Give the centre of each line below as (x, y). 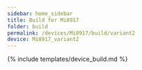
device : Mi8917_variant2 (43, 40)
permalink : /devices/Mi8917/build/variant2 (71, 33)
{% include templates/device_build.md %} (68, 59)
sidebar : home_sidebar (40, 14)
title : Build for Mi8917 (43, 20)
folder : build (28, 26)
